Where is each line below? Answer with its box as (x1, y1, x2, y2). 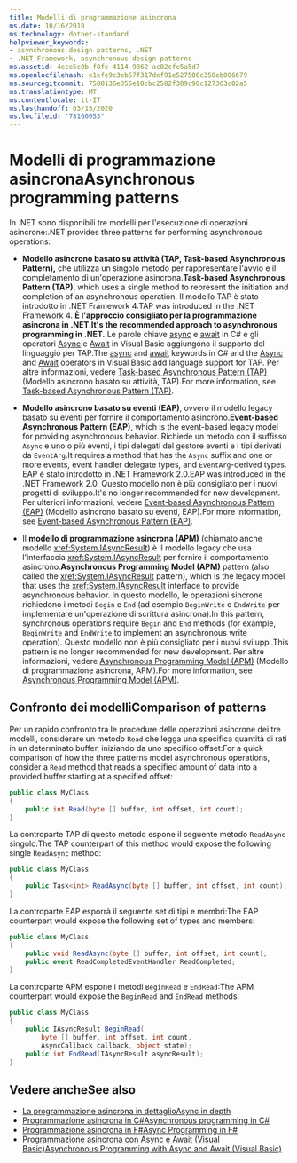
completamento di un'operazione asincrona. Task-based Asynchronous (21, 273, 285, 283)
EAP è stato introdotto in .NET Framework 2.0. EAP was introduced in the (21, 469, 286, 479)
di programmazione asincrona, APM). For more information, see (21, 665, 253, 676)
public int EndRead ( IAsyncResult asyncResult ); (25, 1049, 204, 1058)
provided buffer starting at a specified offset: (9, 771, 174, 781)
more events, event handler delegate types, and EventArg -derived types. (21, 459, 287, 471)
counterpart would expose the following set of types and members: (9, 915, 255, 926)
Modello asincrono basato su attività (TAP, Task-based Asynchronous (21, 254, 285, 265)
